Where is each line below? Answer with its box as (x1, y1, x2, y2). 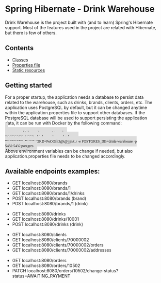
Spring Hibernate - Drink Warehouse (5, 3, 155, 15)
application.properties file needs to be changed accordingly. (5, 153, 126, 159)
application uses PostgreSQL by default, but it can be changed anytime (5, 105, 147, 110)
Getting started (5, 81, 52, 89)
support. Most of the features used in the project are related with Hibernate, (5, 24, 157, 30)
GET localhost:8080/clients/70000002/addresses (12, 247, 112, 253)
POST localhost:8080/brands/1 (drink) (12, 201, 88, 207)
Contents (5, 44, 34, 52)
